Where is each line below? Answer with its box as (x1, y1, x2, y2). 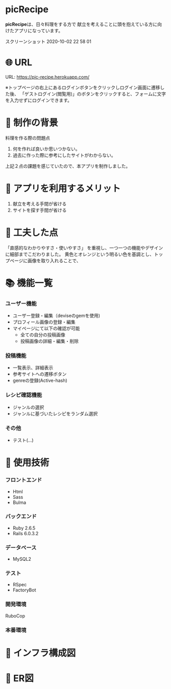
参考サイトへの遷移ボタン (12, 371, 67, 377)
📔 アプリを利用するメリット (5, 183, 121, 194)
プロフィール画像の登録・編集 (12, 319, 76, 325)
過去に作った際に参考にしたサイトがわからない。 (12, 152, 116, 158)
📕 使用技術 (5, 457, 50, 469)
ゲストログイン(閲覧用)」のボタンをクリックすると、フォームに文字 (24, 90, 166, 97)
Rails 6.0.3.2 (12, 530, 39, 536)
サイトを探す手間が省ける (12, 207, 67, 213)
